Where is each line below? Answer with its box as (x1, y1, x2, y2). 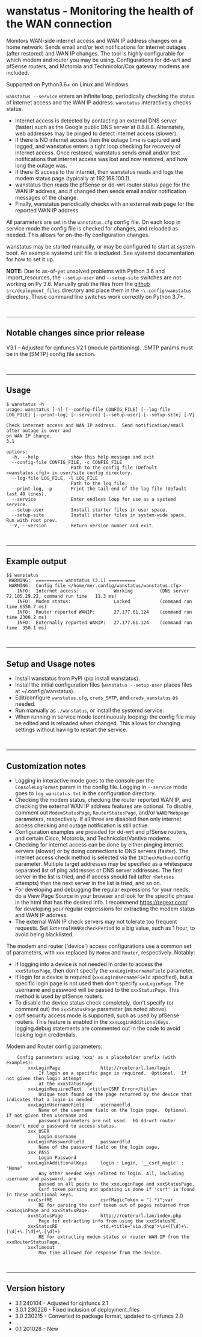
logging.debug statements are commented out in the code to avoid (14, 1024, 180, 1032)
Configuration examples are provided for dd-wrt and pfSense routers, (14, 828, 188, 835)
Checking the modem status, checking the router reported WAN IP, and (14, 796, 192, 803)
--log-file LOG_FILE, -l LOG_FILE (11, 475, 98, 481)
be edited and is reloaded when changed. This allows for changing (14, 720, 180, 727)
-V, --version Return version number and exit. (11, 522, 155, 529)
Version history (6, 1283, 66, 1294)
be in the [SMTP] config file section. (6, 350, 96, 357)
